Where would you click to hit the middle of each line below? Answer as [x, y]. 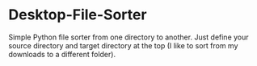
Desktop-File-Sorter [78, 15]
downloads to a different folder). [62, 54]
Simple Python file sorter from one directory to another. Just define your [128, 37]
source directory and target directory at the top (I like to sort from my [123, 45]
